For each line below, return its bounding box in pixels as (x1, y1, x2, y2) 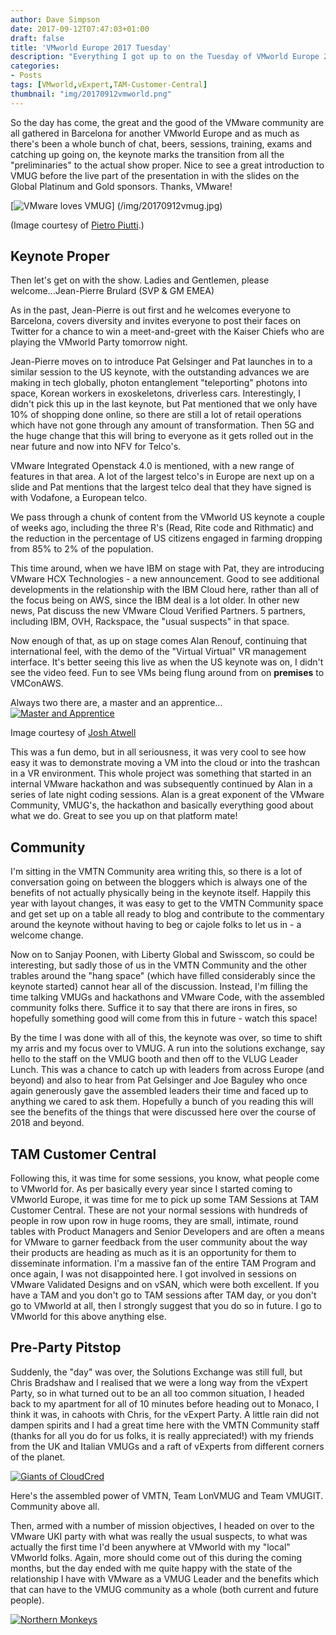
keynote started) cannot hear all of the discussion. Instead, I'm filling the (10, 981, 308, 993)
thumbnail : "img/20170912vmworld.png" (10, 89, 172, 99)
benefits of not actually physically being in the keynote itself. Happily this (10, 887, 312, 899)
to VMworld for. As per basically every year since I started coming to (10, 1183, 293, 1195)
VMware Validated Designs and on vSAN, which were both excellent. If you (10, 1279, 320, 1291)
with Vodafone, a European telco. (10, 492, 148, 504)
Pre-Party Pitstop (10, 1339, 122, 1356)
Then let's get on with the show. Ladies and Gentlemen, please (10, 274, 270, 286)
